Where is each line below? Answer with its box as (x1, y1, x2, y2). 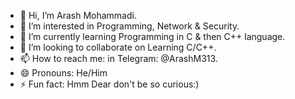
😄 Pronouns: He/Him (19, 67, 108, 79)
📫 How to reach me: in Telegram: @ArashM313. (19, 53, 218, 64)
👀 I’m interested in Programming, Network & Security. (19, 20, 240, 32)
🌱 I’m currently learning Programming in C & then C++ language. (19, 31, 286, 42)
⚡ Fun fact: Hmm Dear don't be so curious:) (19, 78, 200, 90)
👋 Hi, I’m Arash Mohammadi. (19, 10, 137, 21)
